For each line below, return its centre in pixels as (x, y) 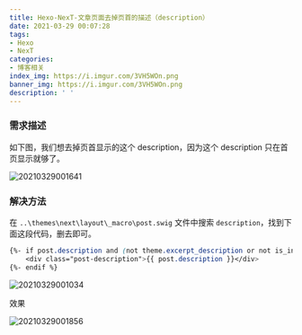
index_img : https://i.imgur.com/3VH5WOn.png (94, 76)
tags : (19, 34)
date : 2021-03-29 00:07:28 (60, 26)
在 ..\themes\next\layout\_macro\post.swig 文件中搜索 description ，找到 (147, 223)
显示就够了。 (40, 158)
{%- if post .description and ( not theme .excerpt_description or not (140, 251)
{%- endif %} (34, 267)
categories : (31, 59)
